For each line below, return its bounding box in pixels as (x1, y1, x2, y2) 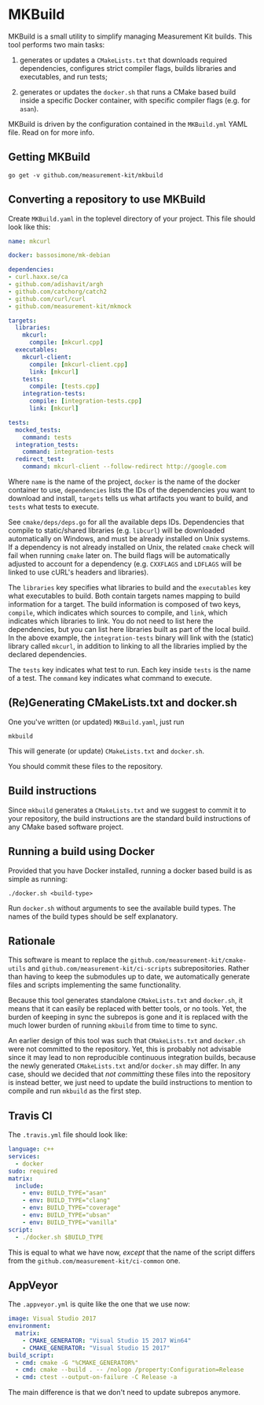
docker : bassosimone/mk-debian (8, 251, 111, 259)
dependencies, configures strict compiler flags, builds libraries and (19, 63, 237, 72)
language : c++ (8, 1145, 55, 1154)
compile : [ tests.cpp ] (28, 382, 101, 391)
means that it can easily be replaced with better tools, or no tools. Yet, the (8, 1004, 247, 1013)
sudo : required (8, 1167, 58, 1175)
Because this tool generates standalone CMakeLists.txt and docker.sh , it (8, 995, 244, 1005)
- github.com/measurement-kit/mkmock (8, 302, 132, 310)
